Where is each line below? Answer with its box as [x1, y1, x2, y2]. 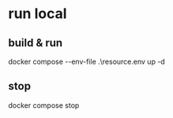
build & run [8, 36, 63, 50]
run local [8, 5, 67, 23]
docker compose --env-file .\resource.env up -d [8, 57, 166, 66]
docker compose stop [8, 100, 80, 110]
